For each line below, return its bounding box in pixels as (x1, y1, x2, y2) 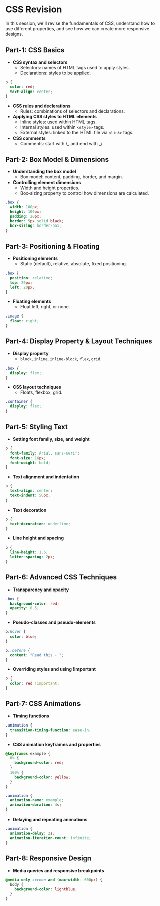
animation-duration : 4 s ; (10, 802, 62, 807)
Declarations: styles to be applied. (20, 70, 91, 76)
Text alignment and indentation (12, 474, 79, 480)
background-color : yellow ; (14, 775, 71, 780)
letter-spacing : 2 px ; (10, 555, 55, 560)
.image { (5, 313, 24, 319)
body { (10, 882, 24, 887)
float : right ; (10, 319, 39, 324)
